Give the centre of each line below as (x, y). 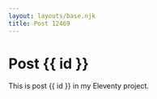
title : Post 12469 (39, 24)
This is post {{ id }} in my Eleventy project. (79, 86)
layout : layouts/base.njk (52, 16)
